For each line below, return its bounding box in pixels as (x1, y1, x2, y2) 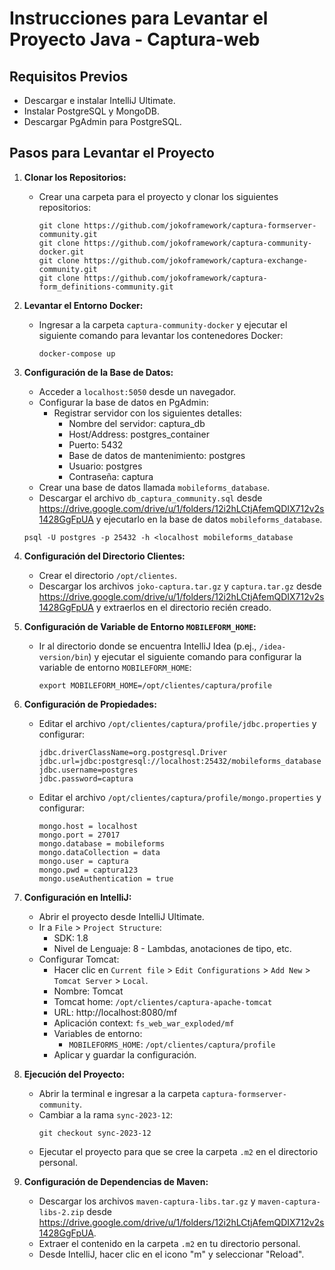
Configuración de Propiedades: (23, 698, 157, 710)
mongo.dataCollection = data (38, 847, 161, 857)
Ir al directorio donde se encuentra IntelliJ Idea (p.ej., (38, 640, 257, 652)
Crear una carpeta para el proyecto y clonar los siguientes (38, 190, 279, 202)
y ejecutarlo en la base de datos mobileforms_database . (95, 513, 323, 525)
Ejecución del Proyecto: (23, 1068, 126, 1080)
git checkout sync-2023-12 (38, 1128, 152, 1138)
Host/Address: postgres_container (68, 428, 211, 440)
